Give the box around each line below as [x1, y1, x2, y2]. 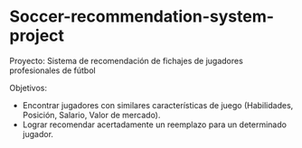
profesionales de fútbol [9, 65, 97, 76]
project [9, 25, 65, 46]
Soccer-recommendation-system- [9, 6, 274, 27]
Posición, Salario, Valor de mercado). [22, 109, 161, 120]
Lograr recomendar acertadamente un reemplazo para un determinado [22, 119, 288, 130]
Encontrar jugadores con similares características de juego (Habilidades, [22, 99, 294, 110]
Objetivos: [9, 82, 48, 93]
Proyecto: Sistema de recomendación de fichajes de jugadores [9, 55, 244, 66]
